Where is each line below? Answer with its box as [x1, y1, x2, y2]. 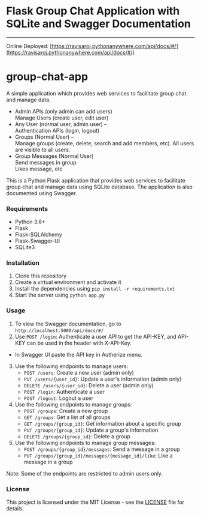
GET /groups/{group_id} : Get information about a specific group [23, 420, 181, 427]
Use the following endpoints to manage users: [14, 362, 129, 370]
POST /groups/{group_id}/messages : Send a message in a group [23, 446, 181, 453]
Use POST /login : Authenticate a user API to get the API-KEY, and [14, 333, 176, 340]
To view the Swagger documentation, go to [14, 320, 121, 327]
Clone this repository [14, 272, 67, 280]
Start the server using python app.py [14, 291, 105, 298]
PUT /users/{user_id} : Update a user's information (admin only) [23, 375, 182, 382]
